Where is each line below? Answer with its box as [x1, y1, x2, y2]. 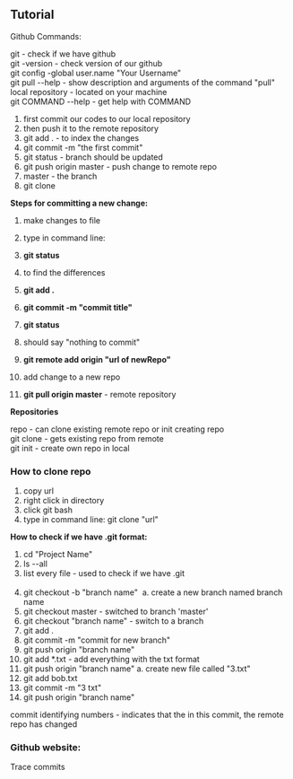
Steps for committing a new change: [10, 197, 149, 208]
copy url [22, 486, 55, 496]
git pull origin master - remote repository [22, 389, 177, 399]
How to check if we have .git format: [10, 531, 148, 542]
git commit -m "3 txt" [22, 682, 102, 694]
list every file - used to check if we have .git [22, 568, 185, 579]
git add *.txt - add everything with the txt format [22, 654, 200, 665]
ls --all [22, 558, 48, 569]
